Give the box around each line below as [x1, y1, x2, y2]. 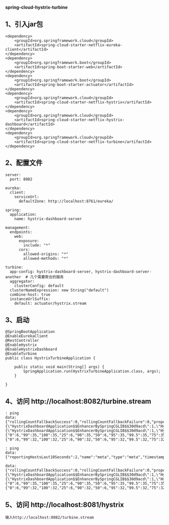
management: [5, 225, 30, 230]
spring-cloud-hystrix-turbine [5, 5, 68, 10]
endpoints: [10, 229, 33, 234]
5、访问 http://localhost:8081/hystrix [5, 500, 124, 509]
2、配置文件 [5, 158, 43, 167]
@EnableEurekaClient [5, 334, 49, 339]
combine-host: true [10, 292, 51, 297]
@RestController [5, 338, 39, 343]
